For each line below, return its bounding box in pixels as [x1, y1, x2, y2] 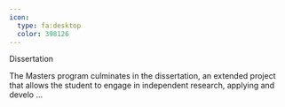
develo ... [9, 89, 44, 100]
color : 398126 [17, 29, 69, 38]
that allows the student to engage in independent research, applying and [9, 80, 275, 91]
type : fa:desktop [17, 21, 82, 30]
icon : [9, 12, 29, 22]
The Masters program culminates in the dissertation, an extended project [9, 71, 276, 81]
